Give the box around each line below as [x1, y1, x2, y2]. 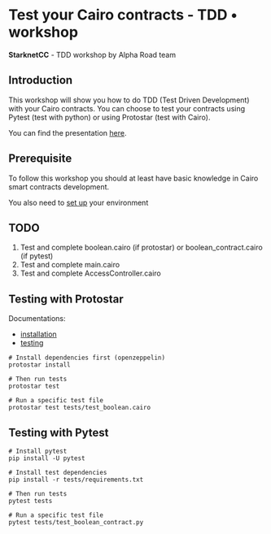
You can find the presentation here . [8, 128, 127, 137]
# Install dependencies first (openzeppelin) [8, 354, 165, 363]
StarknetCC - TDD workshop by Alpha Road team [8, 50, 177, 59]
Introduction [8, 73, 73, 87]
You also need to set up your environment [8, 198, 149, 207]
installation [20, 329, 57, 339]
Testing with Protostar [8, 292, 124, 306]
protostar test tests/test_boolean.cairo [8, 404, 151, 412]
